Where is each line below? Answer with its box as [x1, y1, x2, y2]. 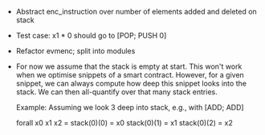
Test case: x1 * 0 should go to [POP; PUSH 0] [15, 31, 167, 40]
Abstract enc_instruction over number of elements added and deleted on [15, 7, 257, 16]
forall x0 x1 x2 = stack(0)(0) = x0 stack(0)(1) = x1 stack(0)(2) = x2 [15, 118, 233, 127]
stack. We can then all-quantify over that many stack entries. [15, 87, 218, 97]
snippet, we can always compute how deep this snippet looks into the [15, 79, 247, 88]
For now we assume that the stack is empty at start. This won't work [15, 62, 243, 71]
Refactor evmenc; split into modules [15, 46, 136, 55]
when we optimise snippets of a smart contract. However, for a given [15, 70, 245, 79]
